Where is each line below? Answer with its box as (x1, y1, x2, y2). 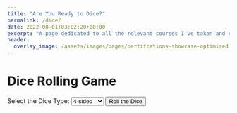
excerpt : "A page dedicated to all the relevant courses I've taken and (7, 29, 226, 37)
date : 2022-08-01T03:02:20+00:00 (7, 23, 106, 30)
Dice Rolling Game (7, 73, 116, 89)
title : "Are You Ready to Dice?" (7, 10, 106, 18)
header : (7, 36, 30, 44)
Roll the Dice (109, 98, 142, 105)
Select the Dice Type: (7, 96, 70, 105)
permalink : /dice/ (7, 17, 61, 24)
